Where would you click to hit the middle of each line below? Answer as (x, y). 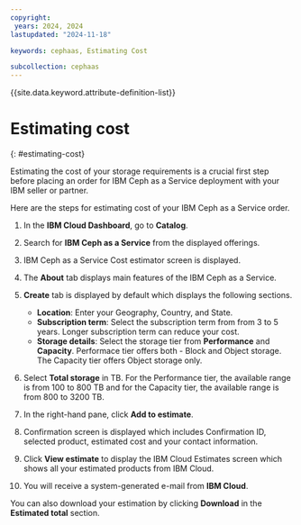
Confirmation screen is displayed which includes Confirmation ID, (145, 432)
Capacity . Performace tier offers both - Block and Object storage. (159, 351)
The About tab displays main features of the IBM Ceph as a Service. (150, 278)
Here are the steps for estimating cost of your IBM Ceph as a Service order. (150, 208)
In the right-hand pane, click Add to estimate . (108, 414)
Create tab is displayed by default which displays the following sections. (158, 295)
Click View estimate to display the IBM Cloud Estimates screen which (153, 459)
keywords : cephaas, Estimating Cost (79, 50)
